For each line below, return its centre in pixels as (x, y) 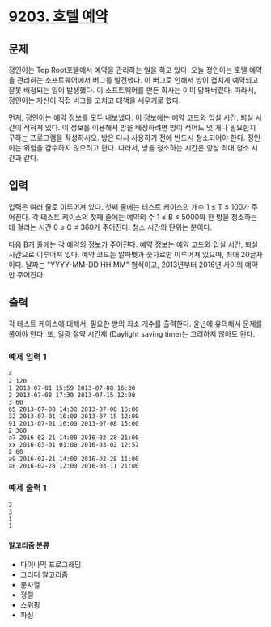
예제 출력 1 (28, 488)
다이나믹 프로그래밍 (51, 565)
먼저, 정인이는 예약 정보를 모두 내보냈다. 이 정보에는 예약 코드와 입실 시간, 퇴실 (131, 117)
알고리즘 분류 (29, 545)
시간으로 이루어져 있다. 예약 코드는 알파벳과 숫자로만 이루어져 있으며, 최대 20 (129, 254)
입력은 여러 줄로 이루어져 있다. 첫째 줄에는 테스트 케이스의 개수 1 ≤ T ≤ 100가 (129, 206)
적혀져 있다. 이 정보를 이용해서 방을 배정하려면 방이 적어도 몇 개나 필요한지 (140, 127)
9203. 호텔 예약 (58, 17)
